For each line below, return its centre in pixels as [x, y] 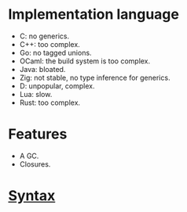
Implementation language [93, 14]
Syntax [32, 196]
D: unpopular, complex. [57, 86]
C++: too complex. [49, 44]
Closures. [35, 164]
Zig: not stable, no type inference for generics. [95, 77]
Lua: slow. [36, 94]
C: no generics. [44, 36]
